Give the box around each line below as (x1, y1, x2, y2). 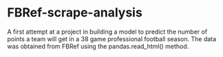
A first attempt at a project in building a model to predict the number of (7, 27, 208, 36)
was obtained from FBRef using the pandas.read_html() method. (7, 42, 189, 50)
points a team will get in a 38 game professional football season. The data (7, 34, 217, 43)
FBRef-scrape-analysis (7, 5, 142, 21)
